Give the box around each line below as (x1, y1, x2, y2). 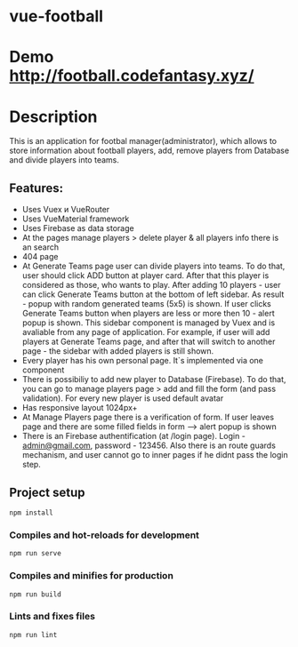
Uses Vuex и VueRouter (21, 204, 110, 215)
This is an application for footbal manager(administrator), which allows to (9, 136, 278, 147)
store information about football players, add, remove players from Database (9, 145, 290, 156)
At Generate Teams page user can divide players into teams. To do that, (21, 260, 286, 272)
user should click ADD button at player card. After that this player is (21, 270, 270, 281)
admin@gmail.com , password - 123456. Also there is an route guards (21, 440, 276, 451)
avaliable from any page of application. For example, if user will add (21, 327, 270, 338)
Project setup (9, 484, 86, 499)
